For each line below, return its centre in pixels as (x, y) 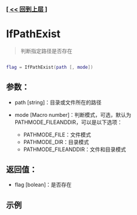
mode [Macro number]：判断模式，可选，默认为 (73, 115)
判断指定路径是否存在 (46, 51)
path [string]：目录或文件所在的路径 (58, 102)
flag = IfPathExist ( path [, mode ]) (50, 67)
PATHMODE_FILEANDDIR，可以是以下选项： (68, 122)
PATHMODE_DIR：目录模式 (56, 142)
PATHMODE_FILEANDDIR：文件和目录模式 (75, 149)
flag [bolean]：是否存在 (43, 185)
